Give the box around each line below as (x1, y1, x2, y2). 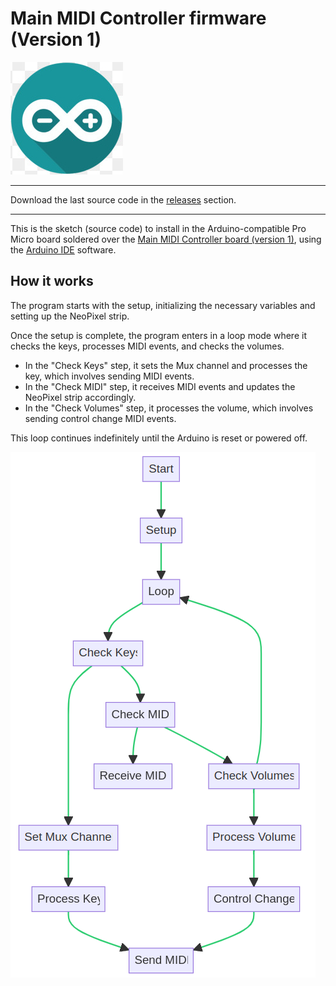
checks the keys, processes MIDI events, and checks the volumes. (10, 340, 285, 352)
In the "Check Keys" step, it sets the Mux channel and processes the (24, 359, 308, 371)
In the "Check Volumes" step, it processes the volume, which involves (24, 402, 314, 414)
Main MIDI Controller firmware (10, 7, 267, 30)
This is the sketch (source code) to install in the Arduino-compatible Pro (10, 222, 307, 234)
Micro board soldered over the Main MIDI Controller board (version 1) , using (10, 233, 322, 245)
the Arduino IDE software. (10, 243, 117, 256)
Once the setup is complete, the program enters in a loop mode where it (10, 329, 307, 341)
